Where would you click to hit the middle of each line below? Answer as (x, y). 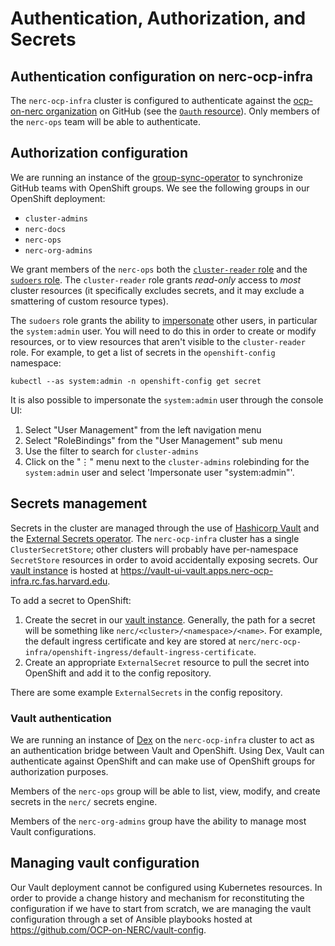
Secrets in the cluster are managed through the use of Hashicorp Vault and (165, 528)
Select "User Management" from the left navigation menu (143, 429)
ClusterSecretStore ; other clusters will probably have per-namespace (154, 549)
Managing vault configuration (105, 863)
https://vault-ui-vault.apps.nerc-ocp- (197, 570)
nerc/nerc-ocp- (270, 642)
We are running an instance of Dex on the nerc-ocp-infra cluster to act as (162, 739)
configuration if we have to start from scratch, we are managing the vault (161, 908)
